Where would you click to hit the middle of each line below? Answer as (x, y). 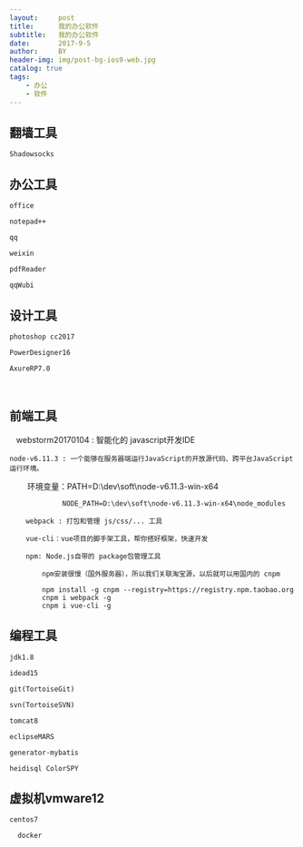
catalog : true (36, 69)
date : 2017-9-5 (50, 43)
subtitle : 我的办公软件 (54, 34)
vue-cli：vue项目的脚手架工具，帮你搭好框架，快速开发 (117, 538)
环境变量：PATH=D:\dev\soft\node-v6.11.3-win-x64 (123, 486)
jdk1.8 (22, 657)
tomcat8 (24, 721)
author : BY (38, 52)
